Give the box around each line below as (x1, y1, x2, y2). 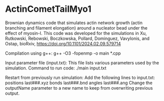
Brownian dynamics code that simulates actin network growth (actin (5, 20, 143, 26)
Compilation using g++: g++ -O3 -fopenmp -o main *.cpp (5, 50, 121, 56)
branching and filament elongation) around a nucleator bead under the (5, 25, 148, 31)
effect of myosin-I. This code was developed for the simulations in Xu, (5, 30, 147, 36)
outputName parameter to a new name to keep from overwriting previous (5, 85, 153, 91)
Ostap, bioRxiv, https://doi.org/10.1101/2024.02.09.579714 (5, 40, 121, 46)
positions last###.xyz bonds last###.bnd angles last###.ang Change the (5, 80, 153, 86)
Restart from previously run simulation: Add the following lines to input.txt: (5, 74, 155, 80)
